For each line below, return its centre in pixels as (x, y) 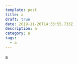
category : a (18, 33)
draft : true (18, 19)
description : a (21, 29)
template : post (21, 10)
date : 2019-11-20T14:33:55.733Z (39, 24)
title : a (14, 15)
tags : (11, 38)
